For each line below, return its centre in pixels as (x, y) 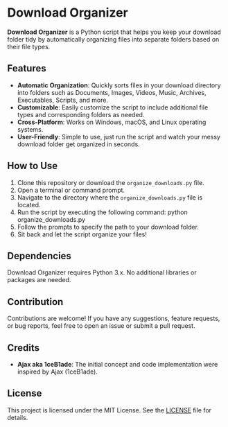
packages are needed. (39, 280)
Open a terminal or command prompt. (71, 190)
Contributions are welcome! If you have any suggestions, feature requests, (114, 319)
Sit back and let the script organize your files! (82, 234)
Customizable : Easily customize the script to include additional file (113, 107)
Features (27, 68)
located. (29, 204)
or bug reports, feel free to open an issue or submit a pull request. (101, 326)
